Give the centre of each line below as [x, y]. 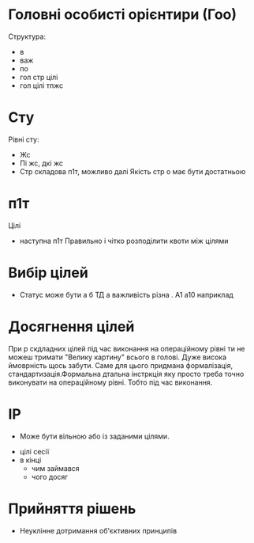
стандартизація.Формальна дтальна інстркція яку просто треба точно [126, 374]
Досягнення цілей [71, 327]
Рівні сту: [24, 139]
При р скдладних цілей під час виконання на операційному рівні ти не [127, 348]
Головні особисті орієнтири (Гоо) [123, 15]
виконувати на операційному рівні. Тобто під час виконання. [110, 382]
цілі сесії [34, 451]
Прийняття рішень [72, 509]
